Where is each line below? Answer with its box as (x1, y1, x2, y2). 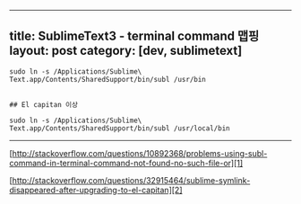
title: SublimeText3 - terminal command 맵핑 (9, 29, 260, 44)
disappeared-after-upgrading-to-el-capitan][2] (9, 184, 183, 195)
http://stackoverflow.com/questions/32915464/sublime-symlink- (12, 174, 251, 185)
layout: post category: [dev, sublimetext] (9, 43, 243, 58)
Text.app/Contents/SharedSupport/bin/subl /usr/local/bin (9, 123, 230, 133)
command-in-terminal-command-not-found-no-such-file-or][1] (9, 157, 244, 168)
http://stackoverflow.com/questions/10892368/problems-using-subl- (12, 147, 268, 158)
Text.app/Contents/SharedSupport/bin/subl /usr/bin (9, 75, 206, 84)
